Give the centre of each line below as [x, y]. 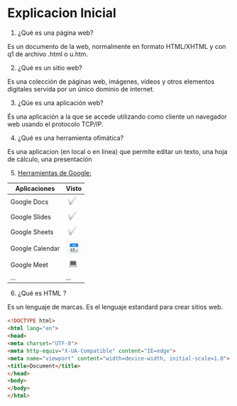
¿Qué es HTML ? [42, 293]
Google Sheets [32, 232]
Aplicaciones [35, 189]
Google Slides [31, 216]
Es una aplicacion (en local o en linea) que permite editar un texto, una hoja [117, 151]
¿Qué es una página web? [55, 33]
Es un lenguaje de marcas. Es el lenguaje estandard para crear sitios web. [115, 307]
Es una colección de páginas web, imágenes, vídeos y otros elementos [111, 81]
